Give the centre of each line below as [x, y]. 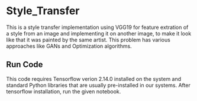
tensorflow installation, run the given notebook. [64, 91]
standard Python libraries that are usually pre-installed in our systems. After [98, 85]
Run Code [25, 65]
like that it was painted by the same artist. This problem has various [88, 40]
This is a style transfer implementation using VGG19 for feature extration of [97, 27]
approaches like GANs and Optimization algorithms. [69, 46]
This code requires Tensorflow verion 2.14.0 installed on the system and [94, 79]
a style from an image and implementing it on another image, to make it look [99, 33]
